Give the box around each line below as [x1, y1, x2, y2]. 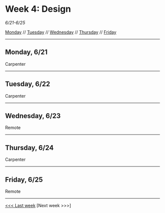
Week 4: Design [5, 3, 71, 15]
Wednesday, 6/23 [5, 111, 61, 120]
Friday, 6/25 [5, 175, 43, 184]
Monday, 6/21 [5, 48, 48, 56]
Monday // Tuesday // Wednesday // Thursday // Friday [5, 29, 117, 35]
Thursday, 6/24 [5, 143, 54, 152]
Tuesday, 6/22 [5, 80, 51, 88]
